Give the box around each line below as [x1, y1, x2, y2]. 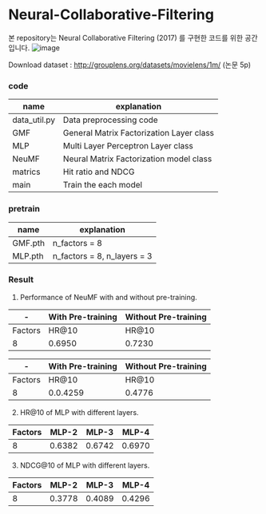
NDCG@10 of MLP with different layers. [19, 461, 150, 470]
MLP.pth [12, 250, 44, 261]
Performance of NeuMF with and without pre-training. [19, 292, 197, 302]
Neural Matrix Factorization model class [62, 153, 212, 164]
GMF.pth [12, 237, 46, 248]
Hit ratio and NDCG [62, 166, 135, 177]
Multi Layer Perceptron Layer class [62, 140, 193, 152]
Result [8, 274, 34, 285]
